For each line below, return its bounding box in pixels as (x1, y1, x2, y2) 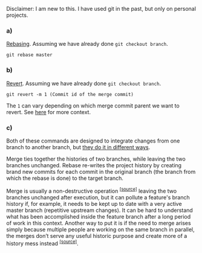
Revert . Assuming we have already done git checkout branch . (6, 80, 161, 87)
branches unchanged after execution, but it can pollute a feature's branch (6, 193, 190, 201)
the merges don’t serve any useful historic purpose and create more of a (6, 232, 187, 239)
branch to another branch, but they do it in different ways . (6, 143, 151, 150)
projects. (6, 11, 28, 19)
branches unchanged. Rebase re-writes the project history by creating (6, 161, 182, 168)
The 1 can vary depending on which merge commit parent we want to (6, 102, 180, 109)
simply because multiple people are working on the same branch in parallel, (6, 226, 195, 233)
